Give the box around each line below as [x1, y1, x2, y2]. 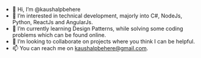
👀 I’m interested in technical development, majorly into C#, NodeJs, [12, 12, 183, 19]
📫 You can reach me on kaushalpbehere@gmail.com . [12, 45, 148, 51]
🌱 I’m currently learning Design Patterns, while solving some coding [12, 25, 184, 32]
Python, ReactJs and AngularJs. [12, 19, 93, 25]
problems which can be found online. [12, 31, 106, 39]
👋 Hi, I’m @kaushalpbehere [12, 6, 81, 13]
